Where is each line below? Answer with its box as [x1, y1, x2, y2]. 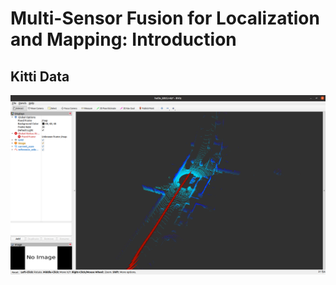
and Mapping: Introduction [10, 28, 237, 51]
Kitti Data [10, 68, 70, 85]
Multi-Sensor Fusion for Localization [10, 7, 320, 30]
